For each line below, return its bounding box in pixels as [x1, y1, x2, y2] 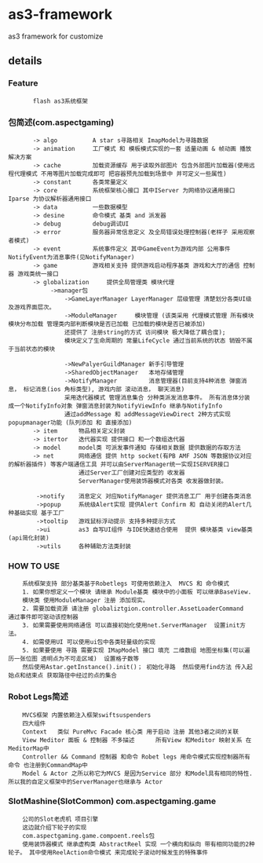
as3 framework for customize [8, 31, 104, 41]
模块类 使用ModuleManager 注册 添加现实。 [22, 597, 149, 605]
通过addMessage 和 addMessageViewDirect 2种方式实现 [64, 410, 232, 418]
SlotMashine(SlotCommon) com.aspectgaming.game [8, 795, 217, 806]
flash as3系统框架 [32, 97, 89, 105]
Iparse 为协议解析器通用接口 [8, 195, 92, 203]
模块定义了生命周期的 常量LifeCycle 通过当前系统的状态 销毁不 [64, 336, 247, 345]
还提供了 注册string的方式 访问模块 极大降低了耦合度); [64, 328, 226, 336]
